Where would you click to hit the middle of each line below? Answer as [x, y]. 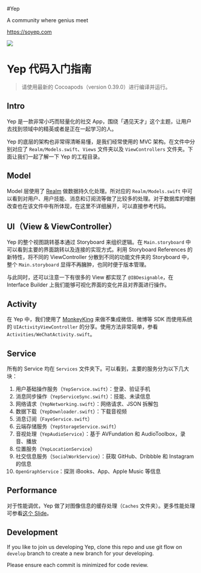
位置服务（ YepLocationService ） [55, 449]
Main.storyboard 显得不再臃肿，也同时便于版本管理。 [84, 265]
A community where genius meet [48, 20]
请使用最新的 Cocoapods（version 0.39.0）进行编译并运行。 [96, 87]
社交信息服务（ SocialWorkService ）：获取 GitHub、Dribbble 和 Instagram [105, 456]
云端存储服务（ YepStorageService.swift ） [67, 426]
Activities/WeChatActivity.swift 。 [51, 334]
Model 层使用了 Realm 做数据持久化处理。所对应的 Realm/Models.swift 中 [97, 191]
